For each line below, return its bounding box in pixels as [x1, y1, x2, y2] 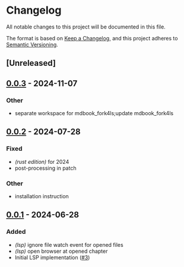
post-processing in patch [14, 164, 77, 171]
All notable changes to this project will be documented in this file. [6, 23, 166, 30]
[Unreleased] [6, 58, 56, 68]
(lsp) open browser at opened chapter [14, 247, 108, 255]
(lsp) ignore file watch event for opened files [14, 241, 123, 248]
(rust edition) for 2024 [14, 158, 69, 165]
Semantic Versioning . [6, 41, 58, 48]
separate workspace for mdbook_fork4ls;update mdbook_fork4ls [14, 110, 174, 117]
